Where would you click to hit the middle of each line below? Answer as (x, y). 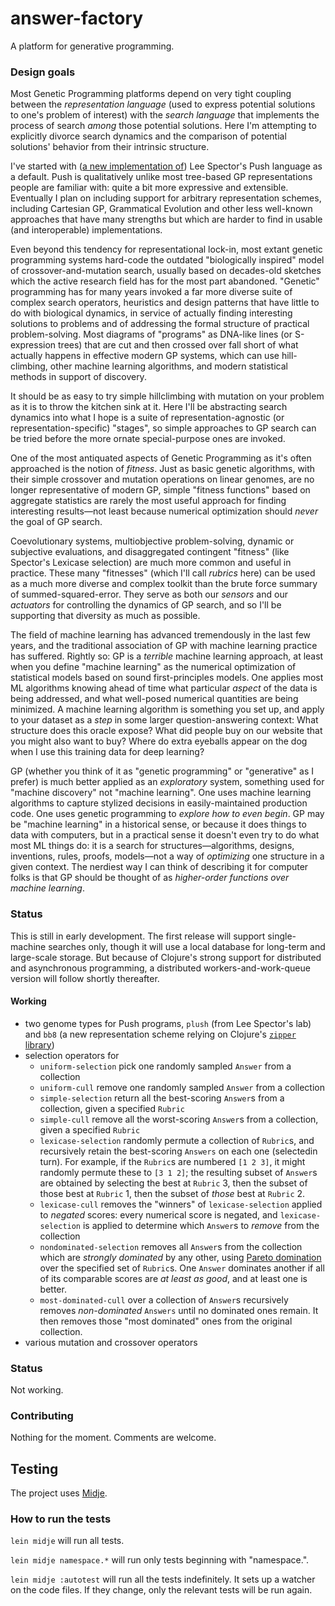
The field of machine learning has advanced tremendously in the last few (161, 635)
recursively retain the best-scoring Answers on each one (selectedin (178, 1151)
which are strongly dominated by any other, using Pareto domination (180, 1257)
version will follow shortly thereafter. (85, 978)
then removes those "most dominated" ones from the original (166, 1321)
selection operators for (72, 1055)
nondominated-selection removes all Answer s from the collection (171, 1246)
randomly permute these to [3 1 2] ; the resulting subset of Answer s (178, 1172)
